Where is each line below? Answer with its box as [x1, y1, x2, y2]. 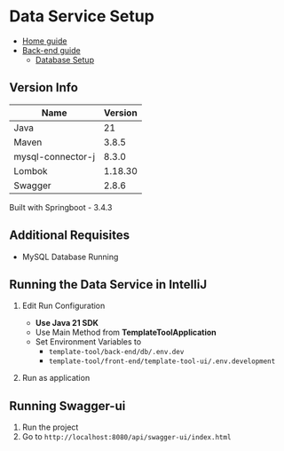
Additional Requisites [9, 228, 130, 243]
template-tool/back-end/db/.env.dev [48, 348, 185, 357]
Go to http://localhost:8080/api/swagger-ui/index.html [21, 431, 232, 442]
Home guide [21, 36, 67, 46]
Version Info [9, 80, 78, 95]
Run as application [21, 373, 91, 384]
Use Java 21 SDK [35, 318, 99, 328]
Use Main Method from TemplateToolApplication [35, 327, 217, 338]
